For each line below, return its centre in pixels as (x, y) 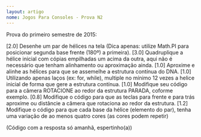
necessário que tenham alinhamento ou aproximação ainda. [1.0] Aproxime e (100, 65)
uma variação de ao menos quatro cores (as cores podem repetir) (87, 116)
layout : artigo (25, 12)
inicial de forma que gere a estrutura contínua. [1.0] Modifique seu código (97, 84)
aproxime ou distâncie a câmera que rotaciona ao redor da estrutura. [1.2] (97, 103)
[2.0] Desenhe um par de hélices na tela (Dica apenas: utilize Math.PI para (98, 46)
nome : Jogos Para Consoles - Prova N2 (54, 17)
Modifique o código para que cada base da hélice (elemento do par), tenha (99, 109)
